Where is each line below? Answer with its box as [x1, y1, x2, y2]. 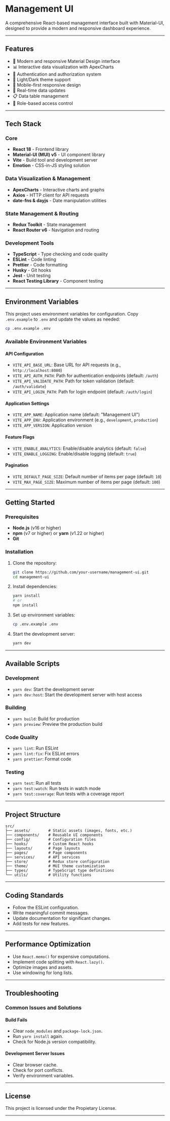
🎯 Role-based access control [12, 100, 73, 106]
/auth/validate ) [12, 383, 47, 390]
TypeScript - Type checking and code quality [12, 251, 108, 257]
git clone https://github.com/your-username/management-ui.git [12, 569, 149, 575]
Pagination [5, 462, 29, 469]
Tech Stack [5, 120, 41, 128]
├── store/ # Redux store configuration [5, 859, 110, 864]
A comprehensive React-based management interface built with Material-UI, [5, 20, 164, 26]
